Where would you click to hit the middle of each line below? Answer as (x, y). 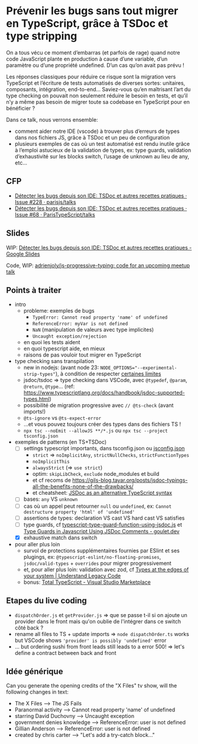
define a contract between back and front (65, 653)
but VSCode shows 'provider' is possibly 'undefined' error (90, 640)
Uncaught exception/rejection (69, 336)
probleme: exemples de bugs (59, 311)
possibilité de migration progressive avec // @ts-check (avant (98, 405)
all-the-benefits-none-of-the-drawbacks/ (83, 487)
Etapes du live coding (47, 601)
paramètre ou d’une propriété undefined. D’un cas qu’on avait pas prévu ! (95, 65)
